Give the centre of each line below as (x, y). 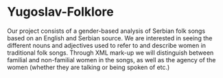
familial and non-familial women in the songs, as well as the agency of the (111, 60)
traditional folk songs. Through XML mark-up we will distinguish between (110, 53)
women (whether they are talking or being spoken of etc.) (89, 67)
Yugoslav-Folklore (61, 12)
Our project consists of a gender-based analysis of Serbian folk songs (106, 31)
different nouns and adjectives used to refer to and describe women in (107, 45)
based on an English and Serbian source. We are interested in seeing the (110, 38)
